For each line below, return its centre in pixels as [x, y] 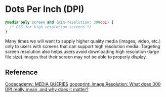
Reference [21, 72]
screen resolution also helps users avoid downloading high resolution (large [82, 51]
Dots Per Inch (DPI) [45, 9]
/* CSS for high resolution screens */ [51, 27]
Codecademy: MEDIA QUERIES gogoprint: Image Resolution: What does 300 [83, 84]
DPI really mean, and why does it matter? [47, 90]
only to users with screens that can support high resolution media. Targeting [83, 46]
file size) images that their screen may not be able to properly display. [76, 57]
